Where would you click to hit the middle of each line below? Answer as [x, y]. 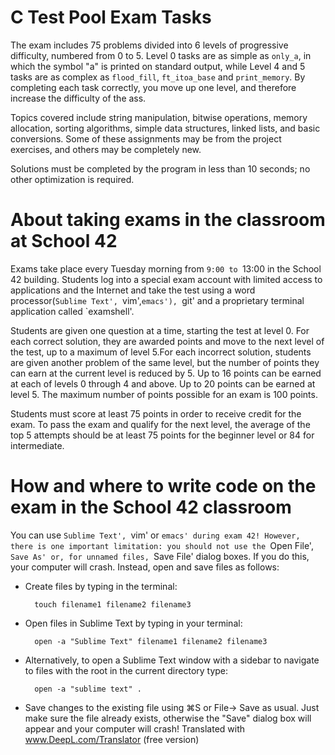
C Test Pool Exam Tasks [111, 17]
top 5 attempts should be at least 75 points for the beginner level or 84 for [162, 435]
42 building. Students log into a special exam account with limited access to [166, 279]
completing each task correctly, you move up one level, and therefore [153, 87]
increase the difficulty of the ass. [78, 98]
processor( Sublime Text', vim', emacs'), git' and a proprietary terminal [157, 300]
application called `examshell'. [72, 311]
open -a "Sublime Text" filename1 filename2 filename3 [151, 641]
